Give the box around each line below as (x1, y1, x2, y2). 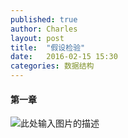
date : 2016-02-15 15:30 (10, 52, 118, 62)
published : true (10, 14, 78, 25)
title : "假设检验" (10, 42, 86, 53)
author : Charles (10, 24, 78, 34)
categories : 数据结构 (10, 61, 95, 71)
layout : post (10, 33, 65, 43)
